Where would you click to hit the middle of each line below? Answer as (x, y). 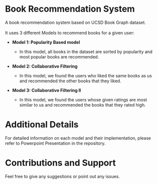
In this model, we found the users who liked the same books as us (86, 75)
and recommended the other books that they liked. (70, 81)
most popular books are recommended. (59, 56)
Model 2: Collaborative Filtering (45, 66)
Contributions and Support (60, 163)
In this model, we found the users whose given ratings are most (83, 100)
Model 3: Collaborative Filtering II (47, 90)
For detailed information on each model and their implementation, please (78, 138)
